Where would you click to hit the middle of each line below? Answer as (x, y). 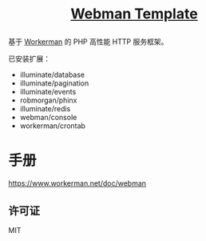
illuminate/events (48, 92)
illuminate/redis (45, 109)
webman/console (48, 118)
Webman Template (134, 14)
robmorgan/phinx (48, 100)
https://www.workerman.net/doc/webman (77, 183)
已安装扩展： (29, 59)
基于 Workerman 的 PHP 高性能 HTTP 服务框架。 (88, 42)
